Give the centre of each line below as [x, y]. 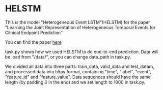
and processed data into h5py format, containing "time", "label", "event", [78, 71]
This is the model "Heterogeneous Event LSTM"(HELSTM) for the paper [78, 22]
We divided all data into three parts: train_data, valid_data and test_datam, [80, 66]
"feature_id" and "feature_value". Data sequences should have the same [78, 77]
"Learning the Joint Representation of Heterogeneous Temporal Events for [80, 27]
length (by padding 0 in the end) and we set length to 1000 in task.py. [75, 82]
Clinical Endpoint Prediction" [34, 32]
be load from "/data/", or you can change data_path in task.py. [68, 57]
